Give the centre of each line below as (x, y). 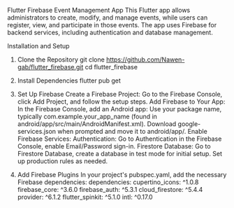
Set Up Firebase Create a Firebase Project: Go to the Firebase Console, (120, 94)
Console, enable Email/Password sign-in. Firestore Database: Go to (114, 146)
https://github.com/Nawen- (145, 60)
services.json (37, 131)
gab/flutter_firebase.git (50, 67)
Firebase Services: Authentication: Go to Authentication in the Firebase (119, 139)
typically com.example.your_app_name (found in (87, 116)
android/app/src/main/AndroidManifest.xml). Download (97, 124)
